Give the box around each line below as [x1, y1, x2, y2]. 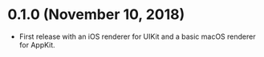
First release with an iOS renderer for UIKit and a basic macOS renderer [18, 32, 256, 41]
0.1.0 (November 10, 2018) [7, 6, 185, 24]
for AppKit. [18, 40, 55, 49]
